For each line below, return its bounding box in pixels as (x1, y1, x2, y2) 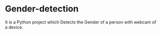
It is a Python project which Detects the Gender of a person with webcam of (5, 19, 156, 25)
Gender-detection (5, 3, 79, 14)
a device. (5, 24, 23, 30)
